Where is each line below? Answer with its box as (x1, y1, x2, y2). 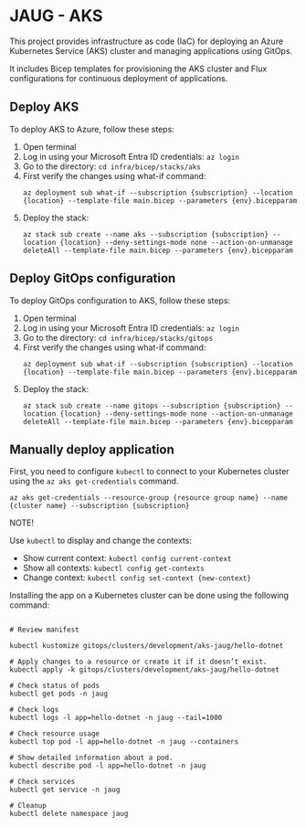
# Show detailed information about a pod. (9, 753, 174, 763)
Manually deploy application (9, 441, 175, 457)
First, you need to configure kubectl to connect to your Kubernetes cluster (9, 466, 290, 477)
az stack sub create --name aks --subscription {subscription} (22, 229, 269, 239)
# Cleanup (9, 801, 47, 811)
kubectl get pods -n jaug (9, 689, 108, 699)
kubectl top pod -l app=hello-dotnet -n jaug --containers (9, 737, 239, 747)
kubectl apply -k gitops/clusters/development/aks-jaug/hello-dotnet (9, 665, 280, 674)
